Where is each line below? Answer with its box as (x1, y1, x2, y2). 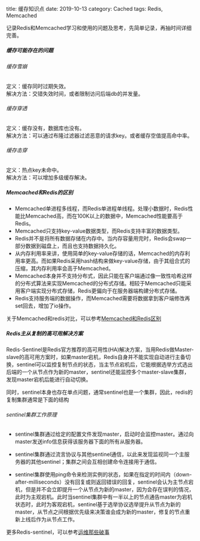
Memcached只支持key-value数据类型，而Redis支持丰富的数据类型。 (14, 227, 183, 235)
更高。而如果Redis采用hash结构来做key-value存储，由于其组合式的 (25, 257, 190, 265)
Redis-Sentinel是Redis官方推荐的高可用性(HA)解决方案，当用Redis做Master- (6, 346, 194, 353)
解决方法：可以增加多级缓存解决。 (6, 174, 90, 181)
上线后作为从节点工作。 (20, 516, 78, 523)
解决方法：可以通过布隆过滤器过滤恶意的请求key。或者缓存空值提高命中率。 (6, 132, 193, 139)
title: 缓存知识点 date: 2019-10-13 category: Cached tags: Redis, (6, 5, 163, 12)
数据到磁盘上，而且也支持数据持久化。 (25, 242, 120, 250)
